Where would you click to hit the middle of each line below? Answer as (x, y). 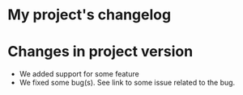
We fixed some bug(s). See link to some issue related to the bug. (127, 83)
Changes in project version (100, 52)
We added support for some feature (79, 74)
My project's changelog (90, 15)
